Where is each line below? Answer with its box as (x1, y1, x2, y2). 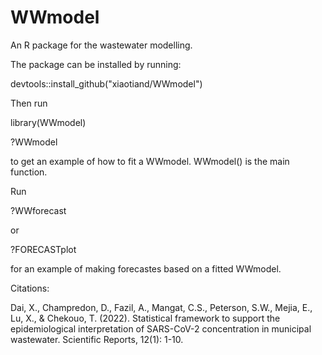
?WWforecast (10, 204, 67, 216)
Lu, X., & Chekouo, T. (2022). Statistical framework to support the (10, 312, 281, 324)
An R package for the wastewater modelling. (10, 39, 193, 51)
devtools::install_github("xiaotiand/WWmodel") (10, 77, 203, 90)
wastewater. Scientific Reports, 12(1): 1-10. (10, 333, 184, 345)
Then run (10, 97, 48, 109)
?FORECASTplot (10, 243, 77, 255)
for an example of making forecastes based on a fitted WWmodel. (10, 262, 282, 275)
